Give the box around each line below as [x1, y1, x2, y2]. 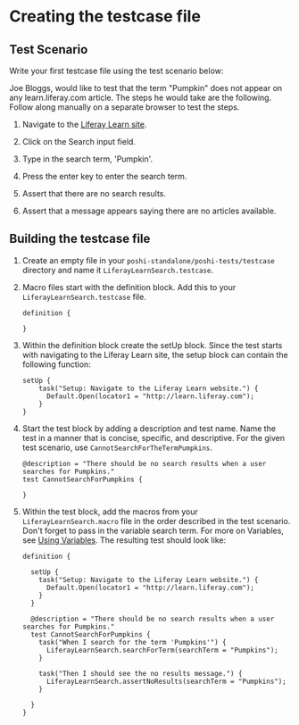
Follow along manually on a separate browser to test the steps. [9, 102, 240, 112]
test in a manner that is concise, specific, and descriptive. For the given [21, 432, 286, 443]
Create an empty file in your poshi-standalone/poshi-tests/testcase [21, 254, 275, 265]
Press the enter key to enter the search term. [21, 171, 187, 181]
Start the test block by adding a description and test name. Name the [21, 422, 277, 434]
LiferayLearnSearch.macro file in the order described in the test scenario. [21, 515, 291, 526]
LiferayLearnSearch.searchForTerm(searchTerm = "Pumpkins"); [46, 646, 278, 654]
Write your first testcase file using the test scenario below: [9, 65, 224, 76]
